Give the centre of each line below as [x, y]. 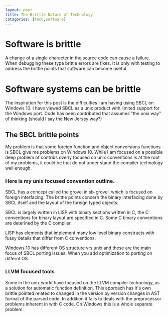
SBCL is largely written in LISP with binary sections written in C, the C [77, 213]
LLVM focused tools [30, 272]
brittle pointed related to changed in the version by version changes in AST [82, 293]
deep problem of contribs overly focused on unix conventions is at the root [82, 157]
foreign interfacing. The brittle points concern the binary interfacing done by [84, 197]
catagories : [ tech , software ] [36, 19]
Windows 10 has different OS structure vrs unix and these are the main [78, 248]
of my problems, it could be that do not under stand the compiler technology [84, 163]
